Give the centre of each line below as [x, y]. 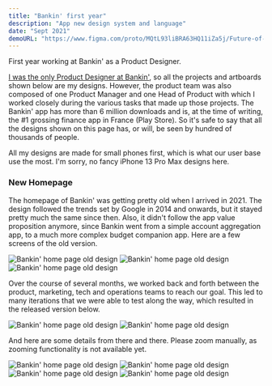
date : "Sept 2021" [39, 31]
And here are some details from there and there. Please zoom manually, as [133, 340]
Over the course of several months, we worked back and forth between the [134, 283]
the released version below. [54, 309]
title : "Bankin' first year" [57, 16]
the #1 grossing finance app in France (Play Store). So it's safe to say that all [135, 120]
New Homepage [40, 183]
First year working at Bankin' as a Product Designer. [95, 62]
